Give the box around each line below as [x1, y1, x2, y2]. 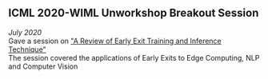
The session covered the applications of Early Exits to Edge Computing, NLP [8, 53, 260, 62]
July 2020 [8, 27, 42, 37]
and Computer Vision [8, 61, 78, 71]
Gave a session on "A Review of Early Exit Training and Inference [8, 36, 222, 45]
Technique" [8, 44, 46, 54]
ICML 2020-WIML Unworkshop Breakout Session [8, 6, 259, 20]
